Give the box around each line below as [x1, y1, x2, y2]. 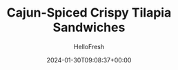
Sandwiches [52, 19, 126, 35]
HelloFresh [73, 42, 105, 51]
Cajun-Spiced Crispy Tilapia [6, 5, 172, 21]
